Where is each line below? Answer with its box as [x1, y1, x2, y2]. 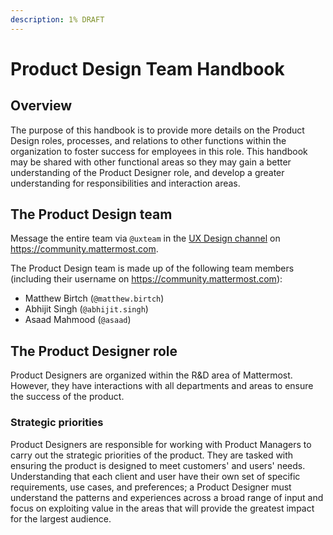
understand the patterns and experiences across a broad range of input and [10, 491, 324, 503]
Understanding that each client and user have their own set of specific [10, 470, 301, 482]
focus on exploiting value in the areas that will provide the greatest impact [10, 502, 315, 514]
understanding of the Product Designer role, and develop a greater [10, 166, 285, 178]
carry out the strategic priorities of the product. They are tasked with [10, 449, 294, 461]
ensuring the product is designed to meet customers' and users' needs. [10, 459, 306, 471]
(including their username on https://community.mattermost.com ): [10, 273, 283, 285]
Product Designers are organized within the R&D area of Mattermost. [10, 369, 293, 381]
